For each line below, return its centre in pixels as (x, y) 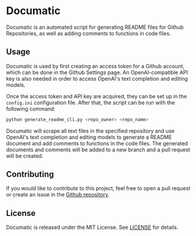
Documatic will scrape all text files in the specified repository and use (90, 131)
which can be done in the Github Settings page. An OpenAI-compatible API (97, 72)
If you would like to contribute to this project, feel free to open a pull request (98, 188)
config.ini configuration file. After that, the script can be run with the (91, 102)
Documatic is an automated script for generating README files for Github (95, 27)
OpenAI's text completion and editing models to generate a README (89, 137)
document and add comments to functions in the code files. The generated (97, 143)
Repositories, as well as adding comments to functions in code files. (89, 33)
